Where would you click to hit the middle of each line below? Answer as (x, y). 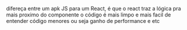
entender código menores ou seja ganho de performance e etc (83, 21)
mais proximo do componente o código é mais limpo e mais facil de (88, 15)
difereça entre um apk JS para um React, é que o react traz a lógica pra (93, 9)
